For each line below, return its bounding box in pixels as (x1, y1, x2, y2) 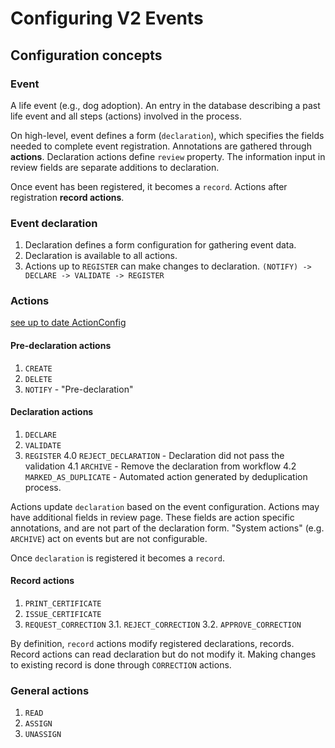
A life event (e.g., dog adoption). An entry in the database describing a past (10, 99, 321, 111)
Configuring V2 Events (10, 7, 204, 30)
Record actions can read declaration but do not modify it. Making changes (10, 648, 317, 661)
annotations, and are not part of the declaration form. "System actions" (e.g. (10, 522, 325, 534)
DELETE (24, 374, 53, 384)
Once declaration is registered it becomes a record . (10, 552, 225, 564)
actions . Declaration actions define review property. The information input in (10, 150, 326, 162)
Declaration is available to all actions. (24, 250, 178, 262)
